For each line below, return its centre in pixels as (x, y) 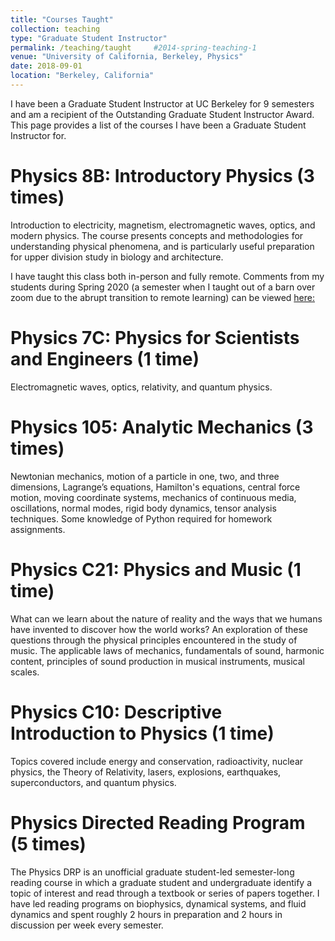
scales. (25, 672)
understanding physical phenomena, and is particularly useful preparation (162, 246)
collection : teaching (55, 29)
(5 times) (48, 843)
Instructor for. (38, 135)
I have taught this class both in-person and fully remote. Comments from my (167, 276)
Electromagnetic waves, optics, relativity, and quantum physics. (141, 387)
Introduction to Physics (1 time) (142, 733)
